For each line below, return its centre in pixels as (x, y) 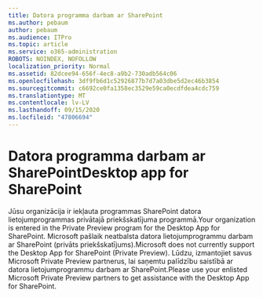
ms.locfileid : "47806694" (50, 118)
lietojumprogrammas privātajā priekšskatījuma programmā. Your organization (132, 219)
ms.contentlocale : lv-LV (49, 103)
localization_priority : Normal (59, 67)
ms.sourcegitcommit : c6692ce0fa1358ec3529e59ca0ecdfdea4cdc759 (114, 88)
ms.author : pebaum (38, 23)
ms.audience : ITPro (40, 37)
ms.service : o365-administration (63, 52)
